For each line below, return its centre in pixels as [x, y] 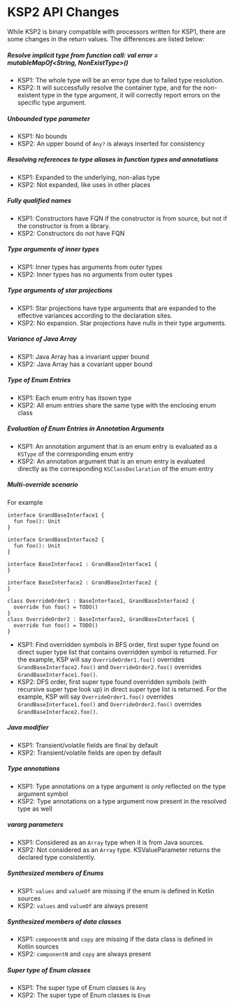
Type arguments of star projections [60, 291]
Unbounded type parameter [49, 118]
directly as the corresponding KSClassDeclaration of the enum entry [115, 468]
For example [25, 502]
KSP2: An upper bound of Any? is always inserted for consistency [111, 144]
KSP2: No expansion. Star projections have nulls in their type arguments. [122, 323]
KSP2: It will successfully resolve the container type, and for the [110, 88]
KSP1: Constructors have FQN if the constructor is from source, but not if [122, 218]
